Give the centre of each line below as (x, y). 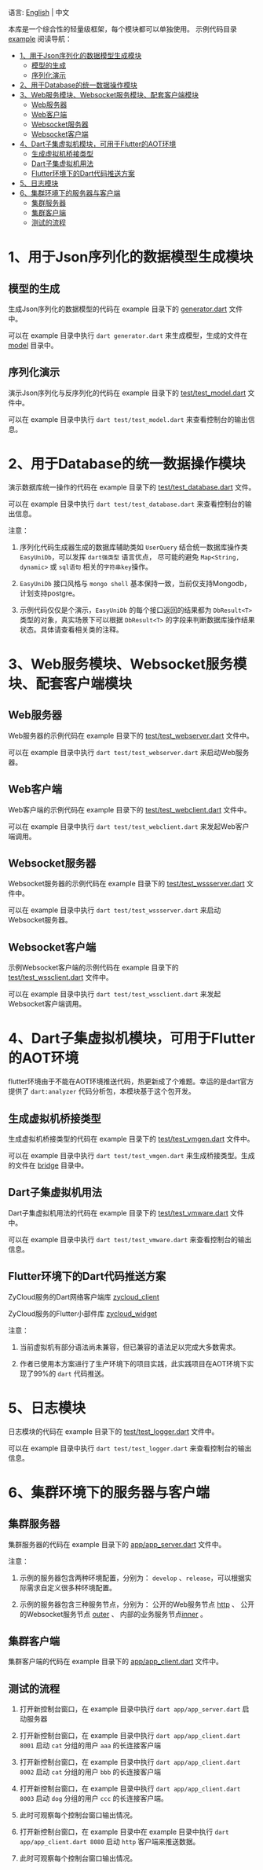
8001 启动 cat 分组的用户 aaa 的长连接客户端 (90, 1745)
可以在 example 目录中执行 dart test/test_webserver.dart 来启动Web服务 (129, 752)
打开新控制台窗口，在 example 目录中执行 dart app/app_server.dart (130, 1709)
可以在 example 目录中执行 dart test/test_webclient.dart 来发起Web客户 (129, 826)
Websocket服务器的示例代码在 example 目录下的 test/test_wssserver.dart (126, 884)
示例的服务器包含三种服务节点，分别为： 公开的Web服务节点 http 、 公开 (137, 1604)
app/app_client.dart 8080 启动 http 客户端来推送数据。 (110, 1842)
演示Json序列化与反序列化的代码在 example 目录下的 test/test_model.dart (127, 393)
